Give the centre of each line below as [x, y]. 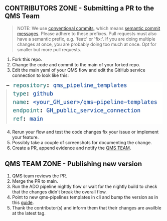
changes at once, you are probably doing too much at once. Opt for [87, 44]
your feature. [25, 137]
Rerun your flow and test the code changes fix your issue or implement [85, 132]
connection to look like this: [40, 75]
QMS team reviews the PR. [39, 176]
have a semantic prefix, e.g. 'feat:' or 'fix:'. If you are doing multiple [86, 39]
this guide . [23, 202]
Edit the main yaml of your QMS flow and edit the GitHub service [79, 70]
